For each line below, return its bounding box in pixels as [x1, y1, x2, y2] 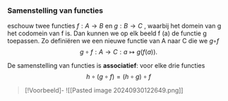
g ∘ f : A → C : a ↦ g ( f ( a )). [80, 48, 157, 57]
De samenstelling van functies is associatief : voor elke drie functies [7, 61, 205, 70]
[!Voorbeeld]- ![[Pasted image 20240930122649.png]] [24, 86, 184, 95]
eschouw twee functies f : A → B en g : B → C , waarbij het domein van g [7, 22, 222, 30]
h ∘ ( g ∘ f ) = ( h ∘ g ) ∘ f [85, 73, 152, 81]
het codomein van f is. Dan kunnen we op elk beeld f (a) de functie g [7, 29, 207, 37]
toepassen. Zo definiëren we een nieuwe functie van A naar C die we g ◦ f [7, 37, 220, 45]
